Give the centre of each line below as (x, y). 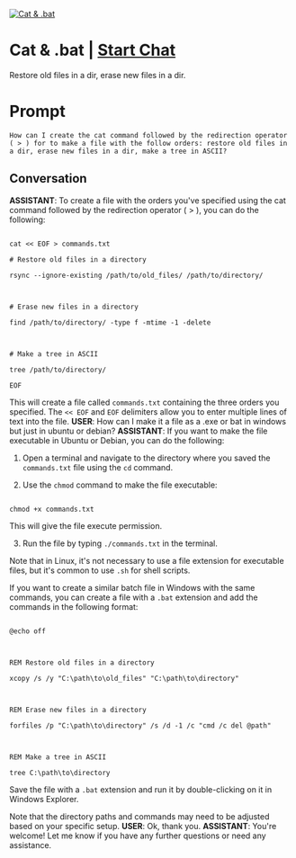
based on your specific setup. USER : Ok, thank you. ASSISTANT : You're (143, 826)
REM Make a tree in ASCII (58, 757)
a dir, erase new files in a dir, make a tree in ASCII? (118, 151)
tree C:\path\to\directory (60, 773)
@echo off (28, 631)
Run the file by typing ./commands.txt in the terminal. (120, 543)
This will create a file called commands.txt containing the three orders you (144, 402)
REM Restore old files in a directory (82, 662)
